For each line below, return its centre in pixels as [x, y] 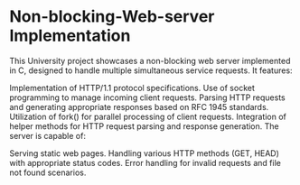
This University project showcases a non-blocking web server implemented [150, 60]
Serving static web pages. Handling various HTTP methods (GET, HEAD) [145, 153]
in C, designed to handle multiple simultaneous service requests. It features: [151, 70]
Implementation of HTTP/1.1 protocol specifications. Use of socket [132, 88]
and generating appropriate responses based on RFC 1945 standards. [139, 106]
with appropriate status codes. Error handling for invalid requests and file [145, 162]
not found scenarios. [48, 172]
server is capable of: [47, 135]
